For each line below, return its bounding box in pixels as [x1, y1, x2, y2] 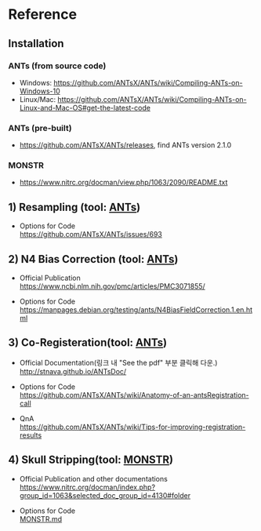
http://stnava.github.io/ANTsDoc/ [19, 366, 127, 376]
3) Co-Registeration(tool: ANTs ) [8, 336, 167, 350]
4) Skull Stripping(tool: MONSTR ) [8, 453, 174, 467]
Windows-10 [19, 86, 60, 96]
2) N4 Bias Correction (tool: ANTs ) [8, 253, 179, 266]
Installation [8, 37, 64, 50]
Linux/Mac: [19, 94, 56, 104]
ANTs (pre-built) [8, 122, 72, 133]
